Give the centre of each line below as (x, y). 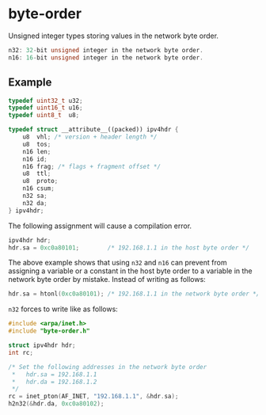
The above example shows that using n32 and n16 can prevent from (118, 263)
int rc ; (21, 352)
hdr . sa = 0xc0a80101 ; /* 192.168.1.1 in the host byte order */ (129, 247)
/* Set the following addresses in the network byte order (108, 367)
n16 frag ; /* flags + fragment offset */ (91, 166)
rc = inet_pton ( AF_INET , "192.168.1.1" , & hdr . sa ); (93, 397)
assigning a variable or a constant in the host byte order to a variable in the (131, 271)
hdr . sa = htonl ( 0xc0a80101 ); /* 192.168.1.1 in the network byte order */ (134, 294)
